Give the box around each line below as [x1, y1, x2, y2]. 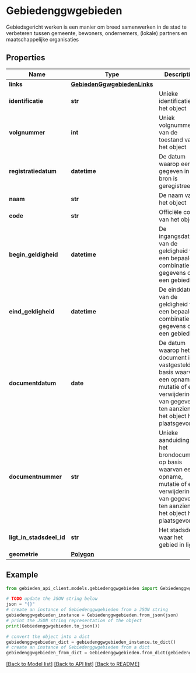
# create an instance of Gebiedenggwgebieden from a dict [6, 644, 150, 650]
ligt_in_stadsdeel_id [9, 533, 65, 541]
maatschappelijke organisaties [6, 36, 79, 43]
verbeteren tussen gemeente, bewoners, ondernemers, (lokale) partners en [6, 29, 188, 36]
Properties [6, 53, 45, 63]
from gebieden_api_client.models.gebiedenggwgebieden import [6, 585, 158, 591]
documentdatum [9, 379, 57, 387]
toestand [159, 136, 184, 144]
